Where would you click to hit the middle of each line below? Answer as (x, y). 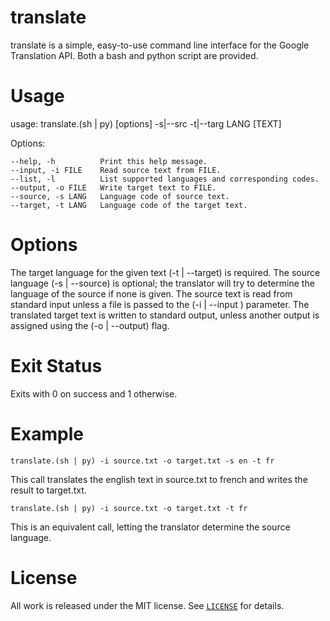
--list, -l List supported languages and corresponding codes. (165, 179)
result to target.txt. (48, 490)
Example (47, 433)
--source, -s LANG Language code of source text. (120, 196)
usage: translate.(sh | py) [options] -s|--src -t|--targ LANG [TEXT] (146, 123)
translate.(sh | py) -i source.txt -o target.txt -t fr (129, 508)
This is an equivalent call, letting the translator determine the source (150, 527)
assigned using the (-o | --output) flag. (90, 325)
